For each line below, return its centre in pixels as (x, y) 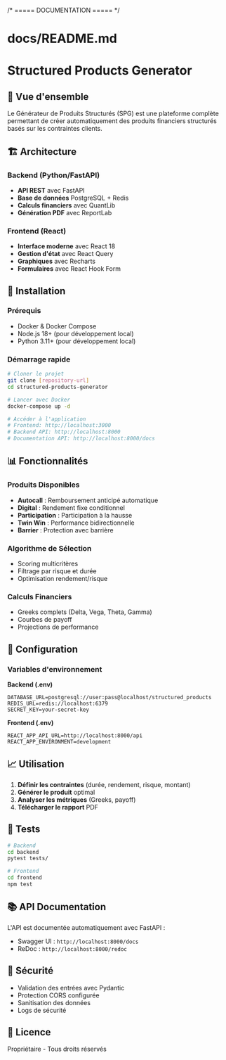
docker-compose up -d (39, 406)
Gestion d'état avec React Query (65, 254)
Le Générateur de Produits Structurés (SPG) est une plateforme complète (113, 114)
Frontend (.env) (31, 723)
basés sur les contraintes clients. (55, 129)
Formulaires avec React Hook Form (69, 269)
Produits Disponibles (44, 485)
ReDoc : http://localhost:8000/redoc (72, 948)
